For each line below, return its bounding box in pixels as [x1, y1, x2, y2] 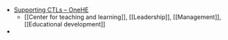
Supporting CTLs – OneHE [13, 6, 89, 14]
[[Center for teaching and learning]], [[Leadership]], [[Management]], [23, 13, 222, 21]
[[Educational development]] [23, 20, 106, 28]
